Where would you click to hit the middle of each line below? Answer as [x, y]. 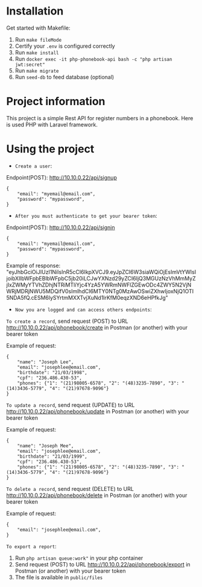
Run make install [37, 52]
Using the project [50, 149]
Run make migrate [37, 70]
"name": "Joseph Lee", [46, 362]
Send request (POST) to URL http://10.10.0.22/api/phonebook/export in [103, 564]
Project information [56, 102]
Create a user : [33, 166]
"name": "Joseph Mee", [46, 446]
